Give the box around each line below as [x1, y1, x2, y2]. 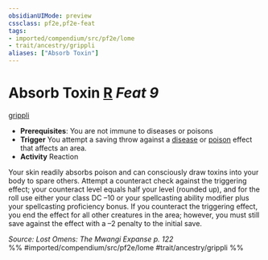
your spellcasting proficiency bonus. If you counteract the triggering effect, [8, 201, 258, 211]
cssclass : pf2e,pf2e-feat [8, 19, 95, 27]
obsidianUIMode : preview [8, 11, 92, 20]
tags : [8, 27, 27, 35]
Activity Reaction [19, 151, 79, 161]
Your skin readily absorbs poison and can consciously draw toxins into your [8, 167, 259, 177]
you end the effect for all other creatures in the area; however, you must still [8, 210, 260, 220]
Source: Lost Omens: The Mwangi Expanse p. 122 [8, 234, 174, 244]
